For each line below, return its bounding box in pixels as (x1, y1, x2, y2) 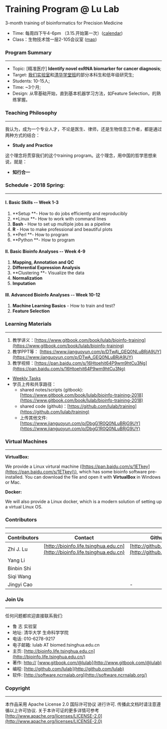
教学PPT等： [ (12, 349, 41, 355)
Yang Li (7, 557, 25, 564)
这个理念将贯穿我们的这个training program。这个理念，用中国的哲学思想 (5, 152, 153, 158)
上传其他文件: (19, 415, 48, 421)
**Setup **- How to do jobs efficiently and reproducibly (12, 211, 128, 217)
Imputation (12, 281, 36, 287)
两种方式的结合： (5, 132, 40, 138)
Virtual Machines (5, 438, 48, 445)
